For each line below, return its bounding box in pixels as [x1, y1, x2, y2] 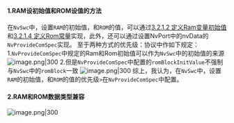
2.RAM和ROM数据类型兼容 [7, 92, 85, 101]
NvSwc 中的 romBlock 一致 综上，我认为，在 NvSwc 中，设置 [13, 67, 221, 75]
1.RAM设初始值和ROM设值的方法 [7, 6, 102, 15]
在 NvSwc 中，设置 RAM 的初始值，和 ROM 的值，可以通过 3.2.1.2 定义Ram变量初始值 [7, 23, 227, 31]
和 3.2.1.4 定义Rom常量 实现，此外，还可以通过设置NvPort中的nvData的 [7, 32, 209, 40]
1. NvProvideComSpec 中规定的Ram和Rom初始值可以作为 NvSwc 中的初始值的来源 [7, 49, 225, 58]
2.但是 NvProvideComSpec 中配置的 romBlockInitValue [59, 58, 205, 66]
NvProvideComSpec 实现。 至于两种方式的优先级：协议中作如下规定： [7, 40, 200, 49]
